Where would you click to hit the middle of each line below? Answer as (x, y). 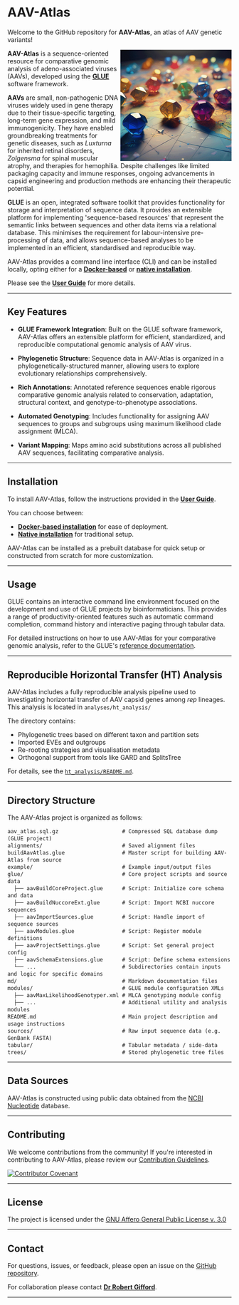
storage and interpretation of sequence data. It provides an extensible (110, 210)
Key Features (37, 312)
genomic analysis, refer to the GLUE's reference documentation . (102, 646)
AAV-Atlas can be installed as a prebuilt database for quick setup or (106, 548)
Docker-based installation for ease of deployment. (93, 526)
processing (24, 240)
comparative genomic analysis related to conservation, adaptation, (115, 394)
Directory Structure (52, 800)
